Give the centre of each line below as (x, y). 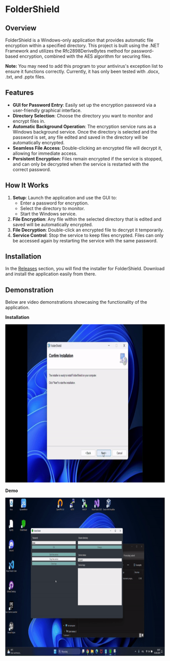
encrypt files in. (29, 121)
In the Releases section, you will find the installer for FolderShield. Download (85, 269)
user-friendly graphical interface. (47, 110)
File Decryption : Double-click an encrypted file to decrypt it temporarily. (88, 230)
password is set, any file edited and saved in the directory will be (80, 137)
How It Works (27, 185)
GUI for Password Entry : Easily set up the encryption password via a (84, 105)
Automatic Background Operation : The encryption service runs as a (84, 126)
